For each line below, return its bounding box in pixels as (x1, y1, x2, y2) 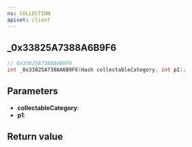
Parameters (7, 85, 58, 97)
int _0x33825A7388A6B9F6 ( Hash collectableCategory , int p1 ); (7, 67, 186, 73)
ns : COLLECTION (7, 10, 51, 17)
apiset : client (7, 16, 51, 23)
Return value (7, 131, 63, 143)
